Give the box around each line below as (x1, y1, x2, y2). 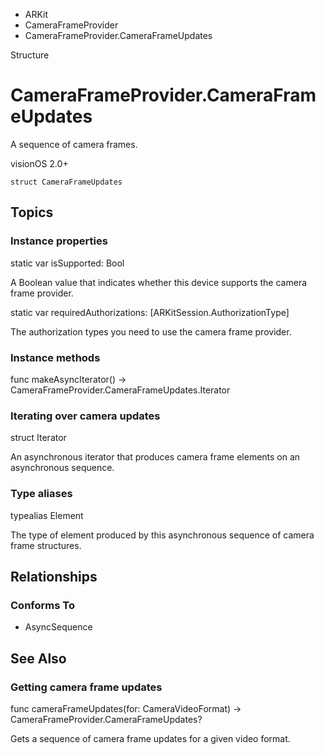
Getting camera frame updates (10, 680, 163, 694)
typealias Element (10, 509, 84, 521)
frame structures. (10, 539, 82, 551)
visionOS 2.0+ (10, 157, 69, 169)
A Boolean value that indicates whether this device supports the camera (10, 276, 308, 288)
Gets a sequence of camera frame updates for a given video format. (10, 732, 291, 744)
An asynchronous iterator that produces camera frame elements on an (10, 451, 301, 463)
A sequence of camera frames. (10, 138, 138, 150)
